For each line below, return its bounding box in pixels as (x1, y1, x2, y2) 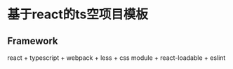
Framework (7, 34, 58, 46)
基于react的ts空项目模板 (7, 6, 149, 23)
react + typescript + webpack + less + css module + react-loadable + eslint (7, 54, 226, 62)
